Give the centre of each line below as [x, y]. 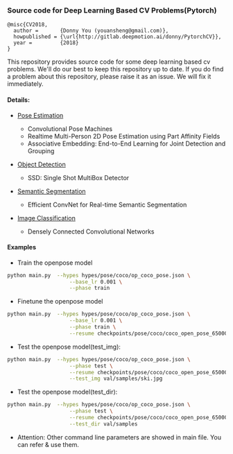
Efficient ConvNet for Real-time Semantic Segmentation [107, 204]
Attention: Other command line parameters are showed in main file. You [119, 437]
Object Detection [41, 164]
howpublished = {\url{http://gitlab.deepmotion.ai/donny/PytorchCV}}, [118, 37]
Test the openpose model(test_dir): [67, 392]
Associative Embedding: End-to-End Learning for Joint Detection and [127, 143]
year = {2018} [46, 43]
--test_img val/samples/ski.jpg [116, 379]
